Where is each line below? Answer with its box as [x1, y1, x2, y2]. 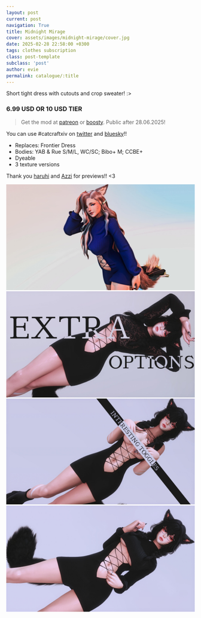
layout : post [6, 10, 39, 16]
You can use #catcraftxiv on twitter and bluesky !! [6, 130, 127, 137]
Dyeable [14, 154, 36, 162]
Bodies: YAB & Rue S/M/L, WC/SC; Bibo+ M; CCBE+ [14, 148, 144, 155]
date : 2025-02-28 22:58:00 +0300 [6, 41, 90, 47]
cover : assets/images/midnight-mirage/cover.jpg [6, 35, 130, 41]
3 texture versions [14, 160, 60, 168]
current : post [6, 16, 42, 22]
